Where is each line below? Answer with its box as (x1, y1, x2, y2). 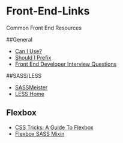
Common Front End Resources (6, 24, 82, 31)
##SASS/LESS (6, 72, 42, 79)
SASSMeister (14, 83, 48, 91)
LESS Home (14, 90, 45, 97)
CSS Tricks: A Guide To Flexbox (14, 124, 94, 131)
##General (6, 36, 33, 43)
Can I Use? (14, 47, 42, 55)
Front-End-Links (6, 4, 90, 18)
